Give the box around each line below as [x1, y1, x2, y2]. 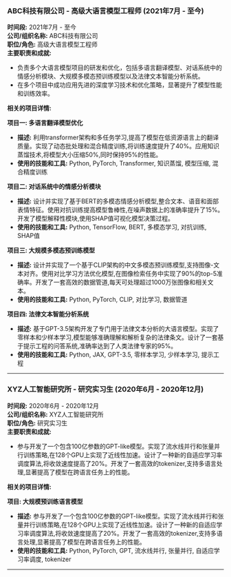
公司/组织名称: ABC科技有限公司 [7, 32, 98, 40]
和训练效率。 [16, 90, 54, 98]
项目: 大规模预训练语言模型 [7, 497, 83, 505]
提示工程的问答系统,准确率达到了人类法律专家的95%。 [23, 342, 177, 350]
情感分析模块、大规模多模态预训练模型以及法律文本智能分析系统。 [16, 72, 204, 81]
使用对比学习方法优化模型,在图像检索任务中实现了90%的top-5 [41, 270, 217, 278]
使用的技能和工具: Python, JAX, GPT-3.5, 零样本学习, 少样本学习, [16, 350, 200, 359]
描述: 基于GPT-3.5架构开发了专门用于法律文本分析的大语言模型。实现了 [16, 325, 219, 333]
